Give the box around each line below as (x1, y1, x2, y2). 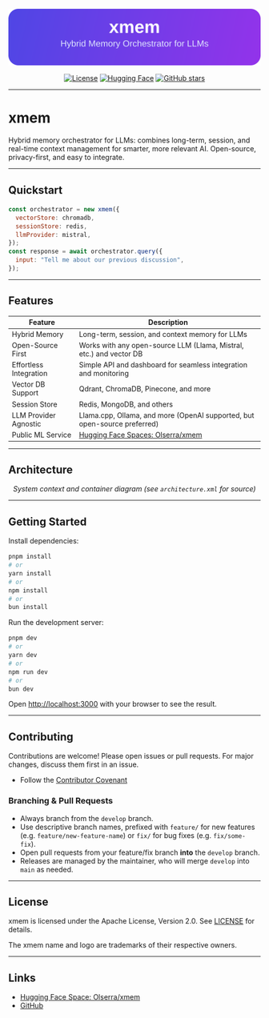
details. (8, 925, 33, 935)
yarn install (8, 569, 52, 577)
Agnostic (11, 419, 42, 428)
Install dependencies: (8, 536, 79, 546)
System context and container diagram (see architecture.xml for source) (13, 484, 256, 494)
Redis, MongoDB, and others (78, 399, 174, 409)
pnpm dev (8, 634, 38, 643)
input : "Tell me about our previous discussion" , (15, 256, 184, 264)
